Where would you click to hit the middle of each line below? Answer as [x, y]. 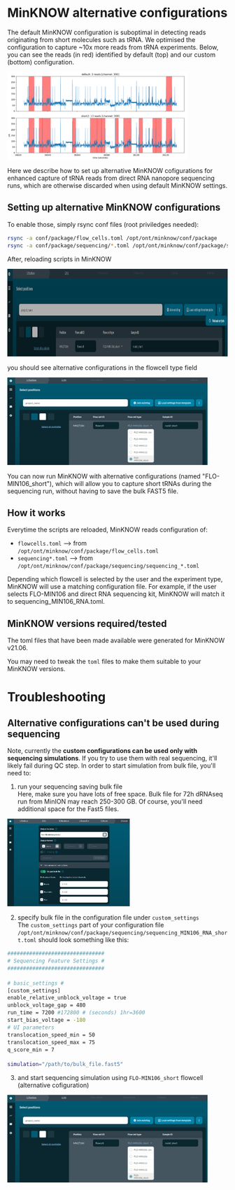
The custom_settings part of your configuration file [91, 925]
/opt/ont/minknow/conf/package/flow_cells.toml [88, 551]
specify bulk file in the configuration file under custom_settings [108, 918]
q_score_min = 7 [31, 1050]
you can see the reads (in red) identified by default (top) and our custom [111, 55]
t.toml [27, 941]
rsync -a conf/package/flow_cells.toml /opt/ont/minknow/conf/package [112, 238]
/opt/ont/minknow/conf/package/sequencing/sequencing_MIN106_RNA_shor [122, 933]
